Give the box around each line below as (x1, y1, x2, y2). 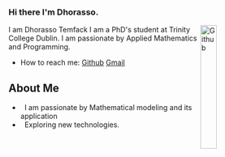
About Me (8, 81, 59, 95)
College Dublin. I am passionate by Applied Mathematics (8, 33, 197, 43)
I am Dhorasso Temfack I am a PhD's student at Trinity (8, 25, 191, 35)
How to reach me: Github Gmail (19, 57, 126, 67)
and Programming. (8, 42, 71, 52)
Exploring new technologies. (24, 120, 120, 129)
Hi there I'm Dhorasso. (8, 6, 99, 18)
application (19, 112, 58, 121)
